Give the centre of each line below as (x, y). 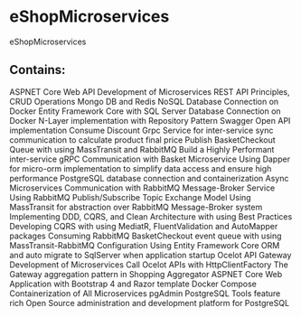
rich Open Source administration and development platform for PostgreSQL (150, 303)
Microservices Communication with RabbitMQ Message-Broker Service (142, 188)
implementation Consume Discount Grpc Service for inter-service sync (141, 130)
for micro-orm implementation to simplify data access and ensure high (141, 168)
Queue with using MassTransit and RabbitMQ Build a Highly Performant (142, 149)
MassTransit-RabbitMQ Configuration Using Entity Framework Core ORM (145, 245)
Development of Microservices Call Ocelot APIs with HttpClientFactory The (149, 265)
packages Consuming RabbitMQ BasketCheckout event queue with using (146, 236)
